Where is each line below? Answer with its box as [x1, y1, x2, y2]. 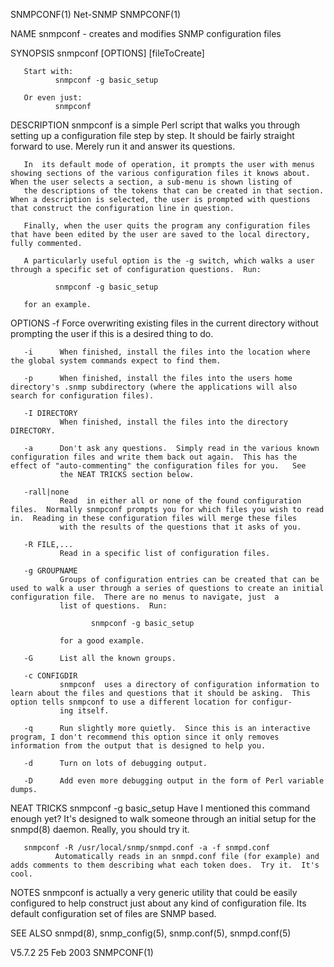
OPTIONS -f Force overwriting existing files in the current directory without [10, 317, 319, 329]
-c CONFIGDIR [23, 671, 78, 681]
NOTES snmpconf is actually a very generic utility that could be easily [10, 887, 298, 898]
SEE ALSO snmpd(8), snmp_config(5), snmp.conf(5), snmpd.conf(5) [10, 927, 292, 939]
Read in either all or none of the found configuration [59, 496, 302, 506]
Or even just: [23, 93, 83, 103]
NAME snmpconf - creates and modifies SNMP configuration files [10, 28, 282, 39]
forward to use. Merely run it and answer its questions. [10, 140, 236, 152]
